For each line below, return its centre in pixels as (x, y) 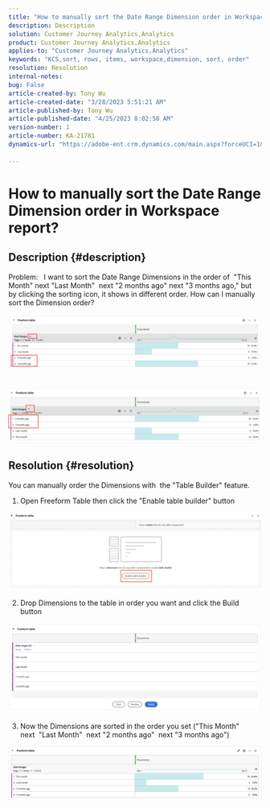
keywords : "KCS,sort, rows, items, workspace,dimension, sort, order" (129, 60)
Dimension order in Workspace (114, 210)
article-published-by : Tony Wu (61, 110)
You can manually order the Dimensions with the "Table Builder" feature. (129, 485)
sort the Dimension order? (51, 303)
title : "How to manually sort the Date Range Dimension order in (120, 17)
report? (34, 227)
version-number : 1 (39, 128)
